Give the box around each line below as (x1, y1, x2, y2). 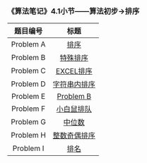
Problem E (11, 92, 46, 102)
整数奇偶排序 (52, 131, 95, 140)
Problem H (11, 131, 46, 140)
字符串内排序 (52, 80, 95, 90)
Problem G (11, 117, 46, 127)
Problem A (11, 40, 46, 49)
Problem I (12, 143, 45, 153)
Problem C (11, 66, 46, 76)
